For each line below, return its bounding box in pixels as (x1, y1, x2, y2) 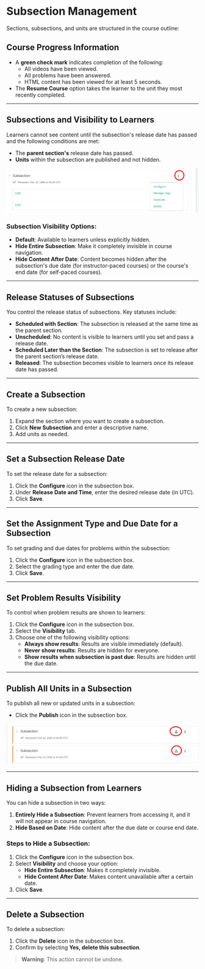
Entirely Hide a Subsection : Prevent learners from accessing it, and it (15, 811, 190, 818)
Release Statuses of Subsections (6, 292, 135, 303)
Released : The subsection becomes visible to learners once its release (15, 360, 194, 367)
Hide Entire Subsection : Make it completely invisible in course (15, 243, 173, 250)
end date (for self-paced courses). (15, 268, 103, 276)
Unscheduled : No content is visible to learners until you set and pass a (15, 333, 194, 341)
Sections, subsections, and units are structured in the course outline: (6, 25, 179, 32)
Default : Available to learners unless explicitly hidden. (15, 236, 151, 243)
